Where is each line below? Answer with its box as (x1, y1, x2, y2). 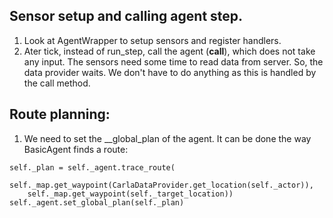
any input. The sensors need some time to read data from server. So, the (23, 55, 324, 68)
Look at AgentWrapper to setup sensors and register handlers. (23, 34, 282, 46)
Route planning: (9, 106, 111, 123)
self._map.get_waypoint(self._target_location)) (27, 189, 234, 199)
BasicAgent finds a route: (23, 143, 129, 155)
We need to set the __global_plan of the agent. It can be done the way (23, 132, 312, 144)
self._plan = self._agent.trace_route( (9, 162, 176, 173)
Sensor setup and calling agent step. (9, 8, 244, 25)
